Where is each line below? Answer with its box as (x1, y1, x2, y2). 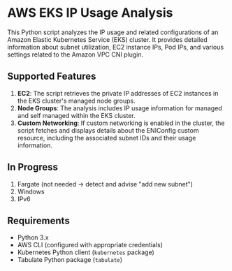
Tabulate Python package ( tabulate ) (17, 256, 123, 264)
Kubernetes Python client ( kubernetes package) (17, 248, 155, 256)
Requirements (7, 214, 70, 226)
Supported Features (7, 71, 96, 82)
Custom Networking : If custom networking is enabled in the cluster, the (17, 119, 225, 127)
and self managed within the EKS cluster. (17, 111, 136, 119)
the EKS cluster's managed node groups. (17, 96, 136, 105)
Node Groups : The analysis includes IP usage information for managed (17, 103, 222, 112)
